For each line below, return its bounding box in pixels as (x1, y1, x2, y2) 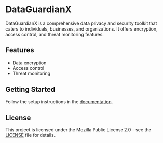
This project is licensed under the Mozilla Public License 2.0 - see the (5, 127, 151, 133)
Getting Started (5, 85, 56, 94)
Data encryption (12, 60, 47, 66)
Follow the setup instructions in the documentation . (5, 98, 113, 105)
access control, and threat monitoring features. (5, 31, 104, 37)
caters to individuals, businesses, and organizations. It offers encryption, (5, 25, 158, 32)
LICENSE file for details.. (5, 132, 57, 138)
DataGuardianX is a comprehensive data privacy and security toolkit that (5, 20, 157, 26)
